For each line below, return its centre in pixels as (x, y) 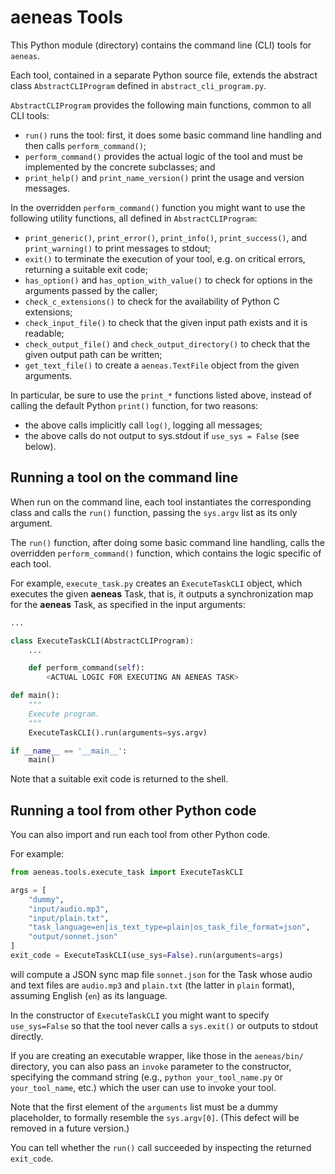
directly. (27, 1036)
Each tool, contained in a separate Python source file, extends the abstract (164, 75)
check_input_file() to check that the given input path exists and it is (166, 322)
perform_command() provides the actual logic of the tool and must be (163, 156)
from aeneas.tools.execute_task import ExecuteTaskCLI (127, 872)
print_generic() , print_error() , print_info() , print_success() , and (166, 237)
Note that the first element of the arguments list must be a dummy (144, 1107)
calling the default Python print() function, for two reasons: (134, 405)
